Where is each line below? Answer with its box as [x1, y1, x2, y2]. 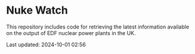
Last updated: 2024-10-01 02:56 [6, 41, 86, 48]
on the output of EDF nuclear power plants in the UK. [6, 29, 136, 36]
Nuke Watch [6, 4, 69, 17]
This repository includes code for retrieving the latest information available [6, 23, 190, 30]
